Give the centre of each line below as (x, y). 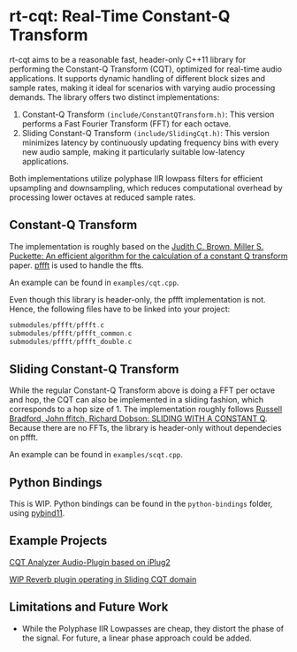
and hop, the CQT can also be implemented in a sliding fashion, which (136, 400)
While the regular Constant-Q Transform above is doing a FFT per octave (142, 390)
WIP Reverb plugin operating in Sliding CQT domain (103, 579)
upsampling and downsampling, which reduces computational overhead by (146, 188)
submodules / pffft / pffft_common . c (71, 334)
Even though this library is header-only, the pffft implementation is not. (138, 299)
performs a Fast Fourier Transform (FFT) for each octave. (126, 123)
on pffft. (23, 437)
